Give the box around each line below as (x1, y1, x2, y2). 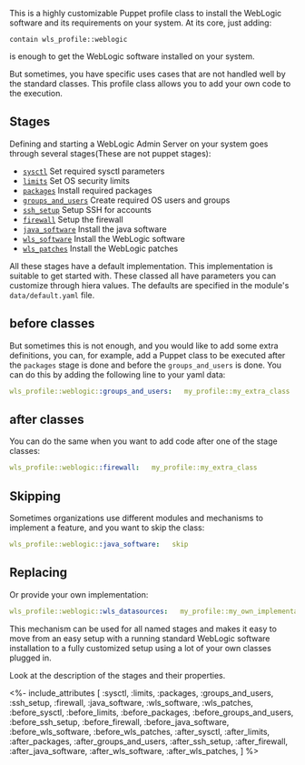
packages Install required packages (22, 185, 152, 196)
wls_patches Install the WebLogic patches (22, 243, 179, 254)
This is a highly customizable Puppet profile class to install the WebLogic (9, 8, 282, 18)
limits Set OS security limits (22, 175, 130, 186)
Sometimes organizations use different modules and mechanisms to (9, 513, 263, 523)
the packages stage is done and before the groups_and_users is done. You (9, 359, 282, 370)
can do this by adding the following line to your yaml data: (9, 368, 226, 380)
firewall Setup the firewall (22, 214, 124, 225)
